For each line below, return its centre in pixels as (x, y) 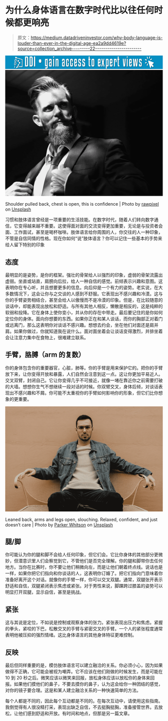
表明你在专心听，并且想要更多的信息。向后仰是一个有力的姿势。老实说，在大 (84, 288)
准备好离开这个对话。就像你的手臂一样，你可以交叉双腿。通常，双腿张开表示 (84, 580)
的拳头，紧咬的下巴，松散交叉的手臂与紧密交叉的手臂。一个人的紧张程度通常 (84, 629)
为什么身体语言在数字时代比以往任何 (80, 10)
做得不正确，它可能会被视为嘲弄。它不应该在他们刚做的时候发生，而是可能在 (84, 671)
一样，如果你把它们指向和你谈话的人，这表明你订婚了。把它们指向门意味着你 (84, 573)
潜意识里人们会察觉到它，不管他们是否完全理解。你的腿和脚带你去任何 (90, 561)
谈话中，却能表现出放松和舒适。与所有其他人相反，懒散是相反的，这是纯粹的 (84, 306)
